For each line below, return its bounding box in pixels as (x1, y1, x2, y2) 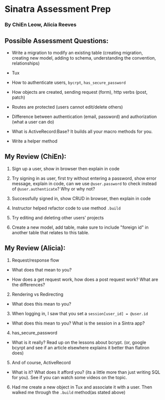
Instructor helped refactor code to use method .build (11, 205, 121, 211)
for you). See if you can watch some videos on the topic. (11, 374, 127, 380)
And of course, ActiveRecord (11, 359, 71, 365)
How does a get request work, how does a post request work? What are (11, 276, 159, 282)
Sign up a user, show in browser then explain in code (11, 165, 120, 172)
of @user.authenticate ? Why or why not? (11, 186, 95, 192)
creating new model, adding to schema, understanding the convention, (11, 55, 156, 61)
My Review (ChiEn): (4, 152, 67, 161)
